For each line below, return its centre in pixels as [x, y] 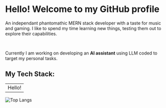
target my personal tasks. [31, 58]
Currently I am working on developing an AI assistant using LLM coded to [81, 53]
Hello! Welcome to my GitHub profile [82, 9]
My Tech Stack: [30, 74]
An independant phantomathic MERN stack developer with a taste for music [83, 23]
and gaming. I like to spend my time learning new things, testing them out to [83, 28]
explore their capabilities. [31, 33]
